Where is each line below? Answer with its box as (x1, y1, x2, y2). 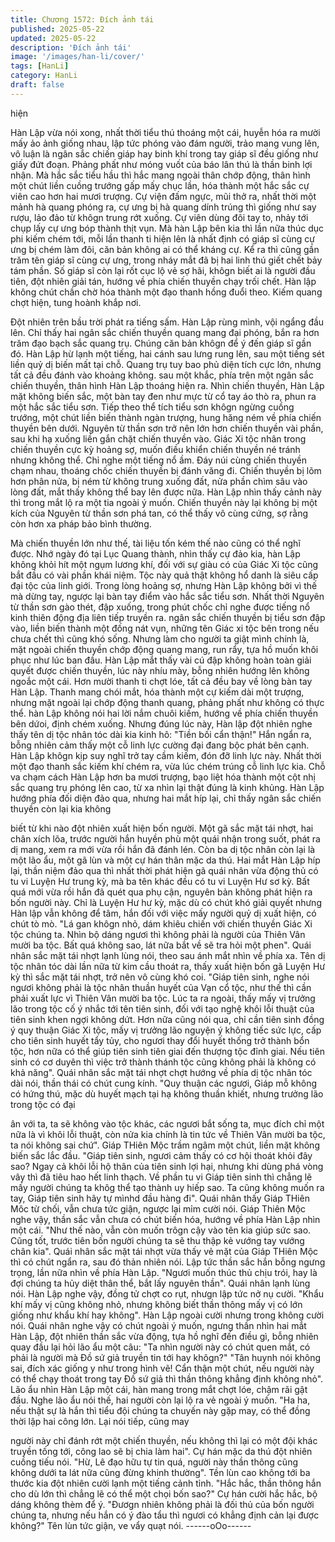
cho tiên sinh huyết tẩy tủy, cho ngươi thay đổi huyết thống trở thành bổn (10, 1034, 310, 1046)
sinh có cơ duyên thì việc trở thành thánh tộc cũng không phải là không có (10, 1056, 317, 1068)
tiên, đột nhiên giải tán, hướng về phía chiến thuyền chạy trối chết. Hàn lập (10, 275, 317, 287)
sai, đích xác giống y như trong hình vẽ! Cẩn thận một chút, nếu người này (10, 1362, 315, 1374)
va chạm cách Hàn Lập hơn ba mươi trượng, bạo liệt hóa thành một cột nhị (10, 771, 316, 783)
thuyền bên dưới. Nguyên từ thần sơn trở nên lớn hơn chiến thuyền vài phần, (10, 422, 324, 434)
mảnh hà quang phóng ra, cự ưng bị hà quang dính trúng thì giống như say (10, 201, 317, 213)
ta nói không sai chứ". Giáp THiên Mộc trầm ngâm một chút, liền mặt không (10, 1139, 320, 1151)
